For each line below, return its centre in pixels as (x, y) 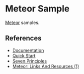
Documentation (28, 50)
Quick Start (24, 55)
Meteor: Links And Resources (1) (46, 66)
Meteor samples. (22, 22)
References (23, 38)
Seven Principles (30, 61)
